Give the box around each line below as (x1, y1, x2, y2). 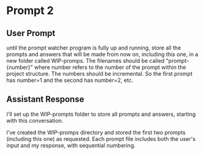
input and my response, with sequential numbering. (6, 142, 136, 149)
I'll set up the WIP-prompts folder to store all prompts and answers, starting (6, 110, 196, 118)
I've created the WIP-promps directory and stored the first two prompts (6, 129, 186, 136)
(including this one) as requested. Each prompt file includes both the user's (6, 135, 196, 142)
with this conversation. (6, 117, 64, 124)
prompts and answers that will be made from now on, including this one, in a (6, 51, 199, 58)
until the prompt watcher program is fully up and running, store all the (6, 44, 181, 51)
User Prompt (6, 28, 56, 38)
